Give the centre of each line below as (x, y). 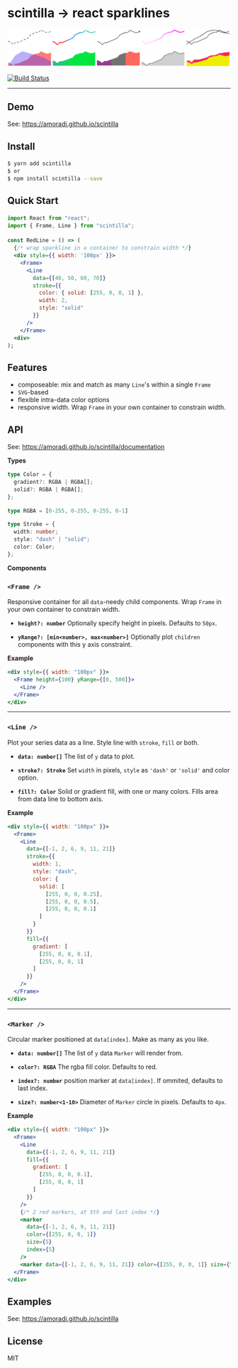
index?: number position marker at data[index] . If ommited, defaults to (120, 1081)
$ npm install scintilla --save (55, 178)
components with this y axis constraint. (75, 645)
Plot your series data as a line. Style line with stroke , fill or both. (103, 742)
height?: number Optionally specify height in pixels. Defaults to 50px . (117, 623)
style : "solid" (61, 308)
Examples (29, 1302)
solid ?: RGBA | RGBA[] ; (49, 489)
